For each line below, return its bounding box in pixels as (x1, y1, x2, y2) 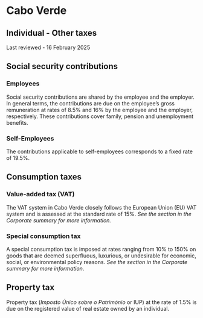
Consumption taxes (6, 172, 82, 182)
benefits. (6, 119, 28, 126)
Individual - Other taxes (6, 28, 97, 38)
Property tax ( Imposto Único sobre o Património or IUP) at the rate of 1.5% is (6, 298, 197, 306)
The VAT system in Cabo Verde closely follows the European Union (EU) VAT (6, 204, 197, 211)
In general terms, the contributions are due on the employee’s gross (6, 99, 175, 107)
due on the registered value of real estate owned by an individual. (6, 305, 170, 312)
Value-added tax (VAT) (6, 190, 75, 199)
